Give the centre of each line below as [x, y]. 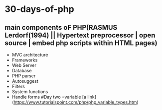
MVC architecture [30, 55]
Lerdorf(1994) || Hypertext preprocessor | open [80, 35]
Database [22, 71]
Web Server [24, 65]
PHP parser [24, 76]
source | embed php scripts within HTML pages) [81, 43]
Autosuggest [25, 81]
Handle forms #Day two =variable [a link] [54, 97]
